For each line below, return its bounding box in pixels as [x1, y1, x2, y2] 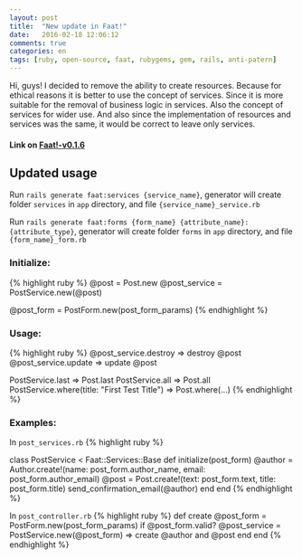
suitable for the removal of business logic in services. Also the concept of [9, 99, 284, 109]
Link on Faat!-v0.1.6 [9, 139, 86, 150]
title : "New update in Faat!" [9, 22, 127, 31]
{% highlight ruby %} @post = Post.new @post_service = [9, 277, 223, 288]
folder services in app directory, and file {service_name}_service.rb [9, 199, 260, 210]
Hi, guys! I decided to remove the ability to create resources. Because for [9, 81, 282, 90]
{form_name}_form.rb [9, 236, 88, 245]
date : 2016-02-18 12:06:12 [9, 30, 119, 39]
